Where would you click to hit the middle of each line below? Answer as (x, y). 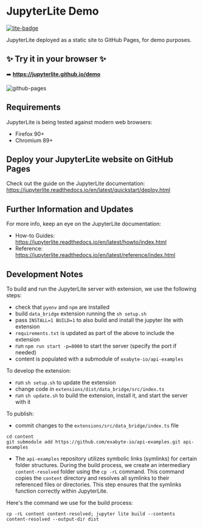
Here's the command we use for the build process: (70, 503)
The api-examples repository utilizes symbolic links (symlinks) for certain (106, 459)
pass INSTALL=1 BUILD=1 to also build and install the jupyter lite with (99, 320)
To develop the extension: (39, 371)
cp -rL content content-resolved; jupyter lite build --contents (91, 514)
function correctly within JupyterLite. (61, 491)
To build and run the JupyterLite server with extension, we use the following (101, 289)
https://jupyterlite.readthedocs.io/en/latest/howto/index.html (91, 242)
